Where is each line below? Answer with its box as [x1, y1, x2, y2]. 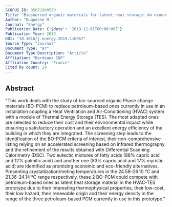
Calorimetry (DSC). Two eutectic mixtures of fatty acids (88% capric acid [5, 152, 160, 158]
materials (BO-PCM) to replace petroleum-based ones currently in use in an [5, 103, 165, 109]
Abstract [5, 84, 34, 92]
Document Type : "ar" [5, 46, 50, 51]
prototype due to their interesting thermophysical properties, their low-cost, [5, 184, 165, 191]
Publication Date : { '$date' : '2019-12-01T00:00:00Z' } [5, 27, 123, 32]
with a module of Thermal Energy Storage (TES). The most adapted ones [5, 114, 159, 120]
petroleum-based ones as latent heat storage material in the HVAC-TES [5, 179, 156, 185]
